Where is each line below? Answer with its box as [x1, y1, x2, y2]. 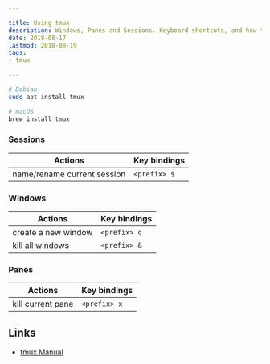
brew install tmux [8, 114, 70, 123]
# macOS [8, 107, 35, 115]
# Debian [8, 85, 38, 93]
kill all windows [12, 240, 70, 251]
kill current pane [12, 299, 74, 310]
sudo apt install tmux [8, 93, 84, 101]
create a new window [12, 227, 93, 238]
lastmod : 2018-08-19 [8, 41, 78, 49]
